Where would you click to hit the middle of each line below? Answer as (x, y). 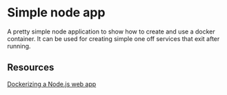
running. (19, 46)
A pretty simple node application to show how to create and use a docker (111, 31)
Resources (31, 67)
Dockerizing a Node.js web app (52, 84)
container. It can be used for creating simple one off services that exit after (113, 38)
